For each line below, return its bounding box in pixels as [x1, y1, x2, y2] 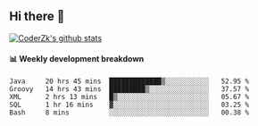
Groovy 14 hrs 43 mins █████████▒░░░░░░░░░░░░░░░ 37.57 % [9, 85, 250, 94]
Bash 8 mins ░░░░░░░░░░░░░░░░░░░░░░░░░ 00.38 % [9, 108, 250, 117]
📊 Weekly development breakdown [9, 54, 145, 64]
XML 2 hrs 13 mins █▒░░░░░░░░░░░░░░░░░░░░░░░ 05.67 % [9, 93, 250, 102]
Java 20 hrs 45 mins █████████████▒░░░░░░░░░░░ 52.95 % [9, 77, 250, 86]
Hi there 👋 [9, 9, 65, 24]
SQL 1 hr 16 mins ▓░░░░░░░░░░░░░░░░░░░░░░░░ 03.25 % [9, 100, 250, 110]
